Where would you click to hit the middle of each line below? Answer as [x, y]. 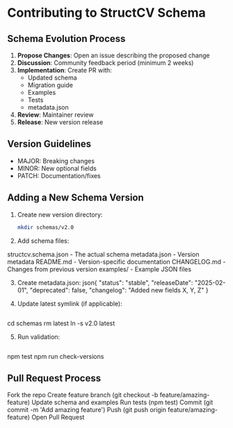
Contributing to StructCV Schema [107, 13]
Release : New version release [60, 122]
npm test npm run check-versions [56, 356]
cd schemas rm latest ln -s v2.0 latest [61, 323]
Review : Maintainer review [55, 115]
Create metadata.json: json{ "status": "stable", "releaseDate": [105, 282]
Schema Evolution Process [66, 39]
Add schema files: [43, 241]
